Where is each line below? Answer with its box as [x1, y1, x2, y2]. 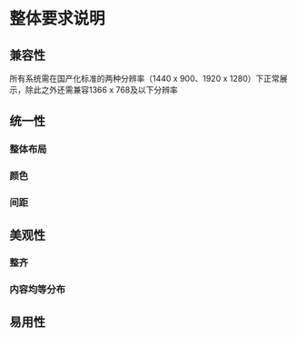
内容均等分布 [9, 283, 66, 296]
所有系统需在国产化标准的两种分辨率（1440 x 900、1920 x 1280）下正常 [9, 74, 280, 84]
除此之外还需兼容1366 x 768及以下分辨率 [25, 84, 179, 95]
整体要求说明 [9, 8, 106, 29]
